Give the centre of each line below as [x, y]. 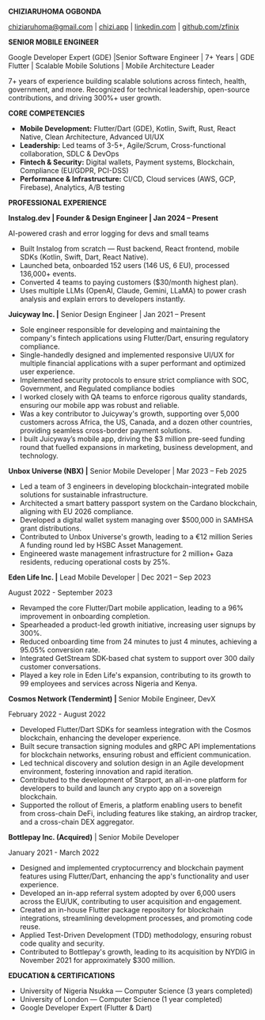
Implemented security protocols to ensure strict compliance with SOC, [134, 380]
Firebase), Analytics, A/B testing [72, 187]
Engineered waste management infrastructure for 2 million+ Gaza [126, 553]
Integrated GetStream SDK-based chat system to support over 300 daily [137, 658]
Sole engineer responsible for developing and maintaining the [120, 330]
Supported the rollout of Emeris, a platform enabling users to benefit [131, 805]
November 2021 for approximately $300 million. [97, 960]
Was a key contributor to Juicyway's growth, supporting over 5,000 [129, 414]
